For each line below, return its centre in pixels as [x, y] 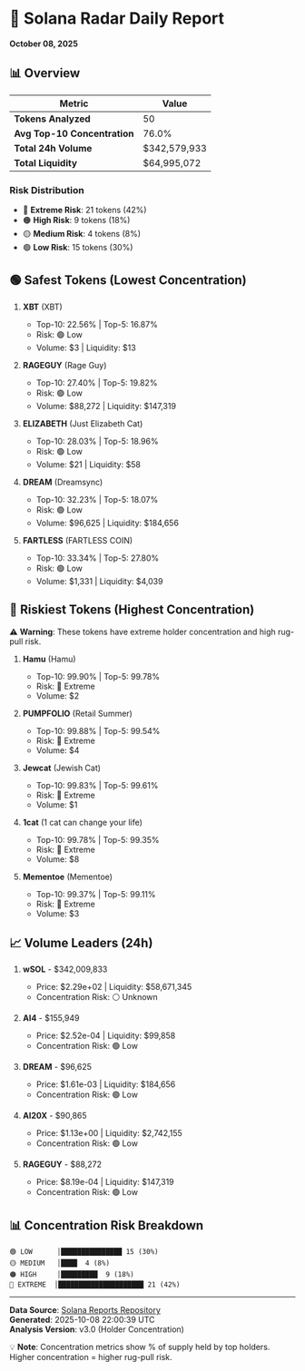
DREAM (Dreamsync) [63, 482]
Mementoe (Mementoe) [68, 876]
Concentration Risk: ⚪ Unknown [97, 997]
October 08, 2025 [44, 44]
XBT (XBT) [43, 307]
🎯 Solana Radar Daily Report [117, 19]
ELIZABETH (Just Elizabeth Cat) [83, 423]
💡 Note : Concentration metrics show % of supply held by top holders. [140, 1347]
